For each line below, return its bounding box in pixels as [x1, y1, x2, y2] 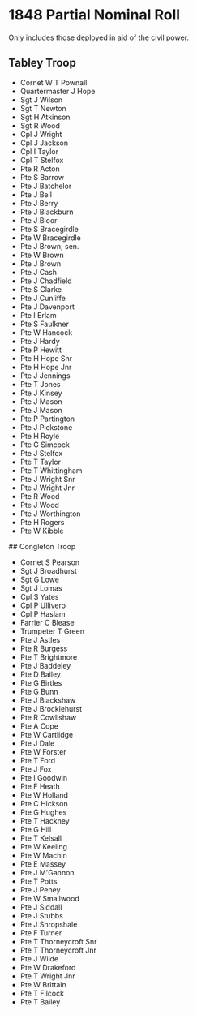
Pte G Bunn [19, 686, 58, 696]
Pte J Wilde [19, 953, 59, 963]
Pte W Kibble [19, 526, 64, 535]
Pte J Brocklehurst [19, 703, 83, 713]
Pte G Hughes [19, 807, 67, 817]
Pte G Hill [19, 824, 52, 834]
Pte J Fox [19, 764, 52, 774]
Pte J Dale [19, 738, 55, 748]
